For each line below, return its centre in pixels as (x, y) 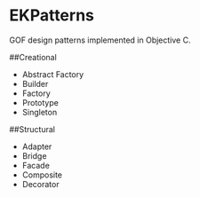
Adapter (37, 146)
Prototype (40, 102)
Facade (36, 165)
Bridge (34, 155)
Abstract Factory (53, 74)
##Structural (32, 129)
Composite (42, 175)
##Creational (33, 57)
